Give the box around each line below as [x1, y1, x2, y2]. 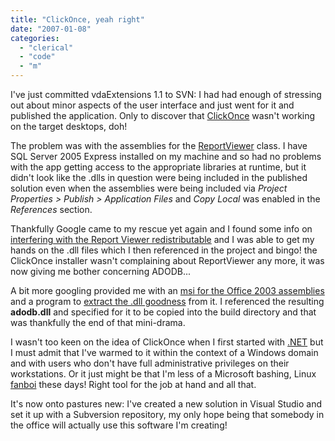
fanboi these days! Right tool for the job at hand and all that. [10, 379, 257, 390]
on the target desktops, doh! [10, 121, 128, 132]
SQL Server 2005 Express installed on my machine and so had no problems [10, 151, 322, 162]
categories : [10, 33, 60, 43]
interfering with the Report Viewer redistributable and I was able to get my [10, 234, 315, 245]
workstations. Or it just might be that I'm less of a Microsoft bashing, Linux [10, 368, 317, 380]
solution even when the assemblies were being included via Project [10, 182, 288, 194]
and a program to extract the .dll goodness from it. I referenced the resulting [10, 296, 325, 307]
